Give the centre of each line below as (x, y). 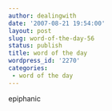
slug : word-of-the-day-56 (51, 38)
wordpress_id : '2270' (44, 61)
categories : (28, 68)
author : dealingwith (43, 16)
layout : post (30, 31)
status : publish (35, 46)
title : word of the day (48, 53)
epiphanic (25, 98)
